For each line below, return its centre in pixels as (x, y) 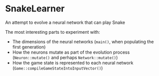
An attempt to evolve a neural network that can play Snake (65, 22)
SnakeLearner (35, 9)
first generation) (29, 47)
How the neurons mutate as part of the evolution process (71, 52)
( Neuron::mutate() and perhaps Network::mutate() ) (65, 57)
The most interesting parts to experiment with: (53, 32)
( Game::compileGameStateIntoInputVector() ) (58, 68)
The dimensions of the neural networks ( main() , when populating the (83, 41)
